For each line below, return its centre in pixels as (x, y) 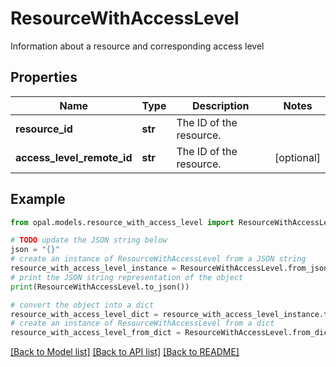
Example (38, 199)
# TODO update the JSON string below (89, 240)
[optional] (297, 157)
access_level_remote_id (74, 157)
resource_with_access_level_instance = (93, 268)
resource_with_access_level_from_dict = (96, 333)
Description (221, 105)
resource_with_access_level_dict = (84, 314)
